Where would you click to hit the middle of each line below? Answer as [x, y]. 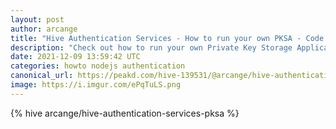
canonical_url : [42, 76]
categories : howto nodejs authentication [98, 66]
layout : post [37, 19]
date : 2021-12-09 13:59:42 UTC [75, 57]
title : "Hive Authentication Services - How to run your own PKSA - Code [167, 38]
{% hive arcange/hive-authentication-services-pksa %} [125, 113]
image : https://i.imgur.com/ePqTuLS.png [96, 85]
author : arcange [44, 29]
